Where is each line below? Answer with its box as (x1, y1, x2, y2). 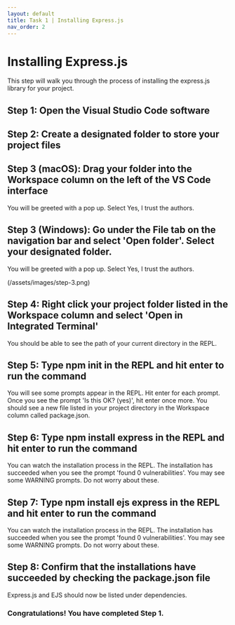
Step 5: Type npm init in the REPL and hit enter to (7, 359, 224, 371)
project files (7, 140, 61, 152)
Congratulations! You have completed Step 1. (7, 608, 164, 618)
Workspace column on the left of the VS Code (7, 174, 211, 186)
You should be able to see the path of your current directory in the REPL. (7, 339, 217, 347)
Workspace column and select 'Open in (7, 309, 183, 321)
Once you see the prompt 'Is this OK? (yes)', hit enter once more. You (7, 396, 208, 405)
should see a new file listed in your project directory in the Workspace (7, 404, 210, 412)
